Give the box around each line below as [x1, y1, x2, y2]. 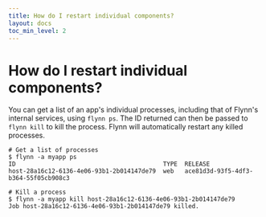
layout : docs [8, 19, 52, 27]
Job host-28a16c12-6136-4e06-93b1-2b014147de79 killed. [8, 203, 199, 211]
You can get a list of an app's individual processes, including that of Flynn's [8, 105, 259, 115]
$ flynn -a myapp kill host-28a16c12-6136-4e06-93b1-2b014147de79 [8, 195, 235, 203]
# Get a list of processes [8, 146, 99, 154]
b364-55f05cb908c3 [8, 174, 70, 182]
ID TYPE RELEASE [8, 160, 211, 169]
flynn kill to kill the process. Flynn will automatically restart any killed [8, 122, 243, 132]
